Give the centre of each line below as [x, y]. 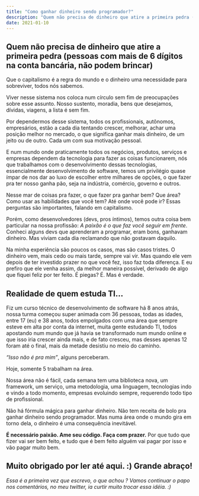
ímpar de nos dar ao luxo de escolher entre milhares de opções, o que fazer [99, 177]
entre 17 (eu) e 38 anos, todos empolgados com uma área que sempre [92, 320]
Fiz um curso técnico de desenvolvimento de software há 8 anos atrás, [93, 308]
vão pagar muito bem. [33, 447]
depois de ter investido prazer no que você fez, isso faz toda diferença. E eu [99, 263]
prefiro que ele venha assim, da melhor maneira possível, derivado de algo [97, 268]
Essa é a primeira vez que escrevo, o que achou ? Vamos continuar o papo [98, 480]
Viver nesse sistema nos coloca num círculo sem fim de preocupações [92, 97]
